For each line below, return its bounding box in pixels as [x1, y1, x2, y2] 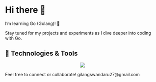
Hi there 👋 [5, 4, 46, 16]
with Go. [5, 35, 22, 41]
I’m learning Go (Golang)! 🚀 [5, 20, 60, 26]
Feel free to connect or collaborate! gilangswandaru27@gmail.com [5, 71, 140, 77]
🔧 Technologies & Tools [5, 49, 78, 58]
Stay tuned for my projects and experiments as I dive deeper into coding [5, 30, 151, 36]
